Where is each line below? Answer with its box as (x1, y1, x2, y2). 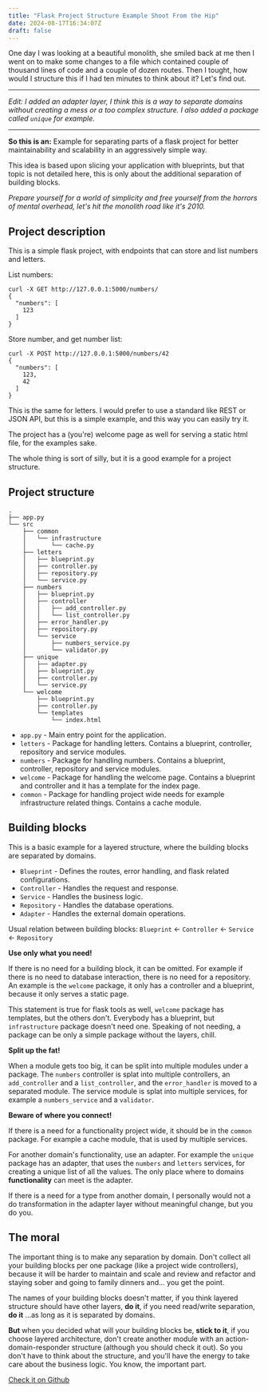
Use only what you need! (8, 948, 93, 958)
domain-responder (8, 1342, 70, 1352)
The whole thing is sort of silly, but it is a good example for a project (8, 454, 231, 463)
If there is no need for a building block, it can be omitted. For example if (8, 963, 243, 973)
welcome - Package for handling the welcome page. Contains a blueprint (19, 772, 255, 782)
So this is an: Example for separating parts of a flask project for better (8, 137, 239, 146)
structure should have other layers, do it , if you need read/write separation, (8, 1301, 255, 1311)
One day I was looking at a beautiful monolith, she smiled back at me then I (8, 49, 255, 58)
